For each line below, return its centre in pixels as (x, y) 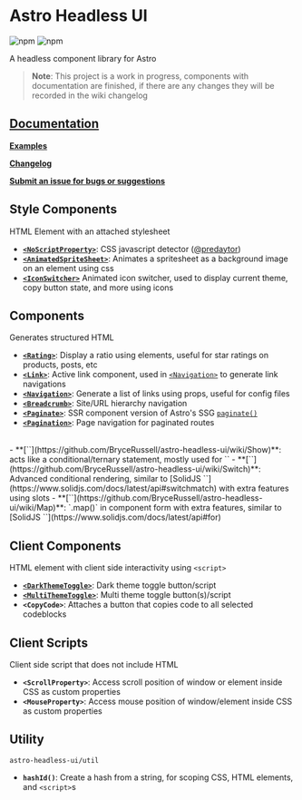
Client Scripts (49, 643)
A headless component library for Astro (83, 58)
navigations (44, 384)
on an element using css (68, 268)
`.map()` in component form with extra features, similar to (175, 508)
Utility (27, 740)
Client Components (65, 546)
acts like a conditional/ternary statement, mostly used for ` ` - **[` (131, 460)
